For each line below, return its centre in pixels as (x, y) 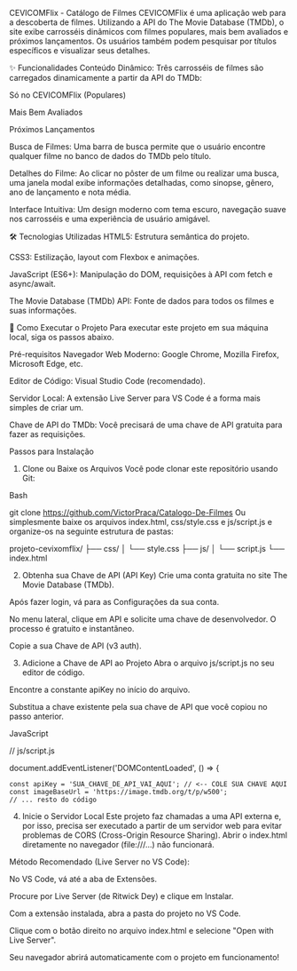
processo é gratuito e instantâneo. (72, 629)
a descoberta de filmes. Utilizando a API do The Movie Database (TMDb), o (147, 22)
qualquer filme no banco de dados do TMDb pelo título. (110, 156)
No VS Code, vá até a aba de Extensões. (83, 879)
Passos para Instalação (52, 451)
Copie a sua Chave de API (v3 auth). (75, 646)
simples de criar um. (47, 407)
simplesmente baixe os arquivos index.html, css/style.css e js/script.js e (141, 522)
